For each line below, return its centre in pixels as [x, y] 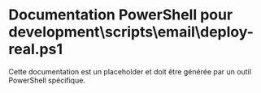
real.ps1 [36, 49]
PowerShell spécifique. [47, 80]
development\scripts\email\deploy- [131, 32]
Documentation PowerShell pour [121, 15]
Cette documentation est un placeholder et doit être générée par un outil [130, 71]
